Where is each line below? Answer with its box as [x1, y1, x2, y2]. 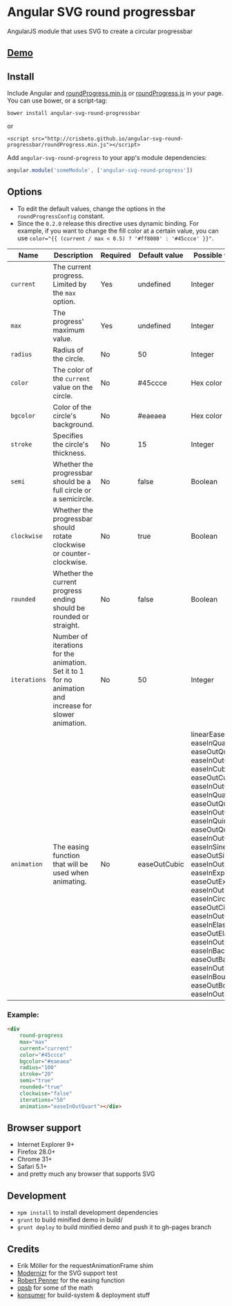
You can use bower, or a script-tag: [7, 96, 108, 105]
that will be [52, 859, 88, 869]
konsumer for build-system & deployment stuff [17, 1291, 151, 1299]
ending [52, 594, 76, 604]
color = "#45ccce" [19, 1051, 67, 1058]
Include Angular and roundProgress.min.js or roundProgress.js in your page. [7, 89, 224, 98]
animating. [52, 877, 87, 886]
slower [52, 709, 75, 719]
